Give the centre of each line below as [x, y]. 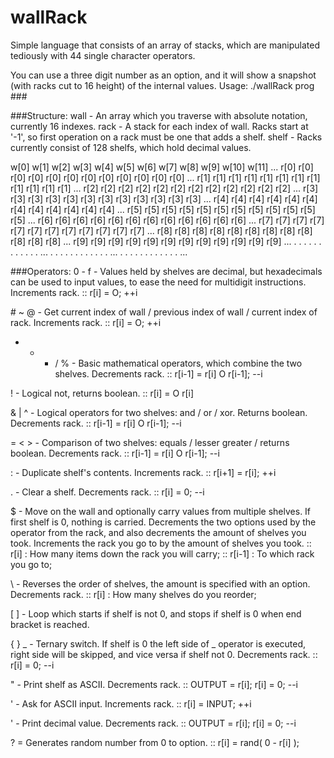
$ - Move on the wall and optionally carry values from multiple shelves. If [161, 511]
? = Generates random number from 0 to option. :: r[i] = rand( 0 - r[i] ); [155, 742]
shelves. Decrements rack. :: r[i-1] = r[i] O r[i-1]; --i [158, 373]
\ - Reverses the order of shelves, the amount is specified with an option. [160, 583]
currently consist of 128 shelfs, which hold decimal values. [131, 147]
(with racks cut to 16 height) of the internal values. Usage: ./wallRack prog [162, 85]
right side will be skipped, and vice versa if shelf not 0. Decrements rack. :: [164, 654]
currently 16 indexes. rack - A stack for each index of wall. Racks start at [159, 126]
